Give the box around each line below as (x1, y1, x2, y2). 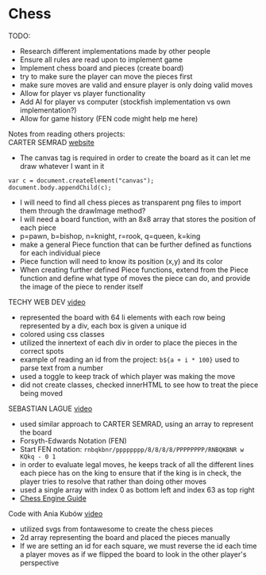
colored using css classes (19, 329, 105, 339)
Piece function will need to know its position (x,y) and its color (19, 256, 224, 266)
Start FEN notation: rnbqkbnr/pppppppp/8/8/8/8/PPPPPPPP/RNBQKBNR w (19, 444, 245, 454)
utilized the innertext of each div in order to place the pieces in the (19, 338, 237, 347)
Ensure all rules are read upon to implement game (19, 55, 183, 64)
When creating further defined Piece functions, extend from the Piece (19, 265, 249, 274)
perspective (19, 558, 60, 567)
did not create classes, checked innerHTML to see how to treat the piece (19, 380, 259, 389)
